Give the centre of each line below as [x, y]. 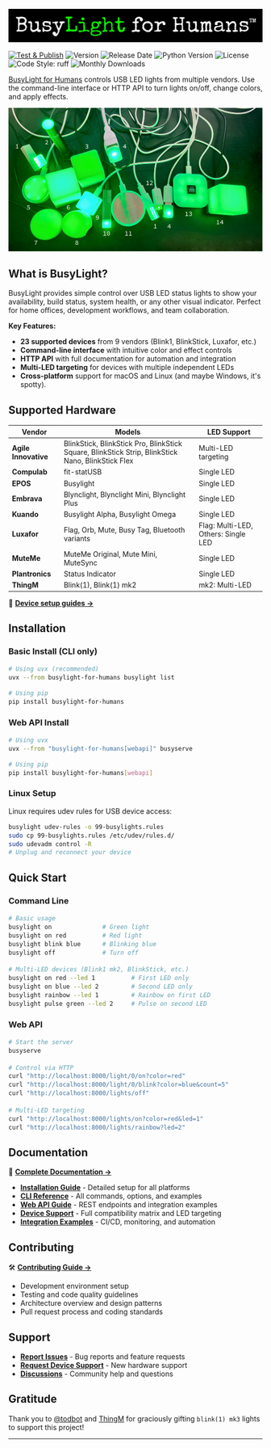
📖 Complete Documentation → [60, 1172]
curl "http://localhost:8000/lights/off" [79, 1093]
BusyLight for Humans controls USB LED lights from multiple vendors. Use [132, 80]
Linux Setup [32, 793]
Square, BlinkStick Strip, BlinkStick [121, 452]
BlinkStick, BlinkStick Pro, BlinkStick [123, 444]
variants [77, 538]
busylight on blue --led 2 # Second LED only [101, 987]
